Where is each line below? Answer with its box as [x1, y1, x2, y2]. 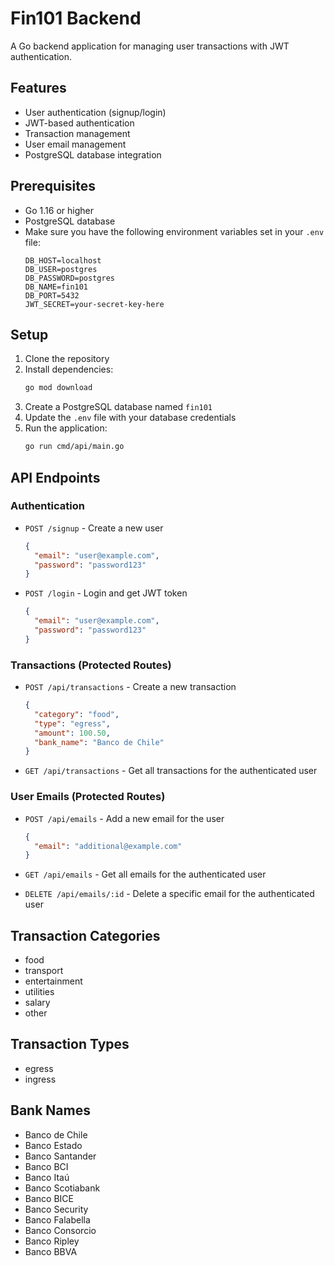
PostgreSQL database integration [24, 148, 162, 161]
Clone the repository [24, 353, 110, 365]
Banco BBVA [24, 1245, 78, 1257]
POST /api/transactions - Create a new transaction [24, 681, 237, 693]
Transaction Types [10, 1036, 130, 1053]
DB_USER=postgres [24, 264, 98, 274]
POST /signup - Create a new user [24, 522, 164, 534]
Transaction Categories [10, 927, 161, 944]
